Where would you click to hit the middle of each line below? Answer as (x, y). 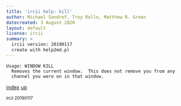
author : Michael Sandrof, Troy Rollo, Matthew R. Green (76, 17)
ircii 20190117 (20, 98)
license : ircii (25, 34)
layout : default (26, 28)
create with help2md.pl (40, 50)
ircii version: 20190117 (42, 45)
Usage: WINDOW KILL (30, 66)
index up (17, 87)
